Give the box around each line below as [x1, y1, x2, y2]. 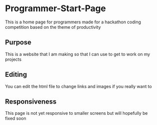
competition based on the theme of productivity [5, 24, 101, 30]
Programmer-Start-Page [5, 3, 106, 14]
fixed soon [5, 115, 27, 122]
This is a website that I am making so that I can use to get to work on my [5, 51, 150, 57]
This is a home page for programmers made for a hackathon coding [5, 19, 141, 25]
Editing [5, 71, 27, 79]
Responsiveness [5, 97, 57, 106]
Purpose [5, 38, 32, 47]
